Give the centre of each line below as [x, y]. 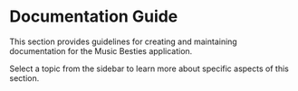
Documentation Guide [94, 17]
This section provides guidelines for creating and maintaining [123, 41]
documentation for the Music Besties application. [101, 50]
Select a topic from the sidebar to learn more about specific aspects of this [149, 68]
